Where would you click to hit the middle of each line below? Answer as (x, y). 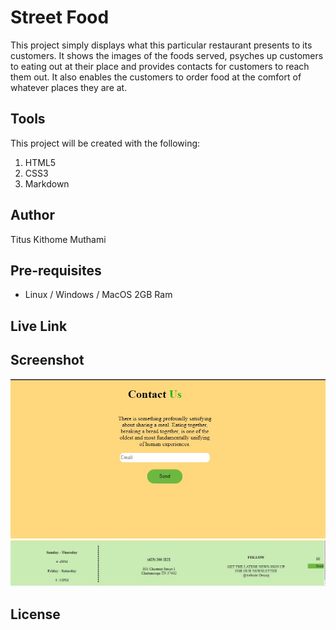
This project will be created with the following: (105, 143)
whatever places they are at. (69, 87)
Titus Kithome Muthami (58, 239)
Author (32, 215)
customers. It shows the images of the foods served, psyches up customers (167, 55)
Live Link (39, 326)
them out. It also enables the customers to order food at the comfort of (156, 77)
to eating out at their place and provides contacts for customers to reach (160, 66)
